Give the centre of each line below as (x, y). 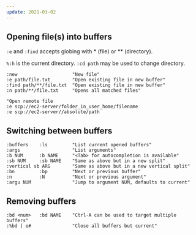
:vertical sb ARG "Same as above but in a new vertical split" (98, 166)
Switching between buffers (59, 131)
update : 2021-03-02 (31, 12)
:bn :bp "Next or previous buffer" (73, 172)
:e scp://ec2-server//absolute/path (53, 112)
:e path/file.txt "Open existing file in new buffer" (86, 80)
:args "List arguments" (61, 151)
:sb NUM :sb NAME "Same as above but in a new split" (86, 161)
